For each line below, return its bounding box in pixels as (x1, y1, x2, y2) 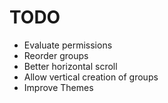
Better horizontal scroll (23, 60, 118, 72)
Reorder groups (23, 49, 89, 61)
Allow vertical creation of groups (23, 71, 159, 83)
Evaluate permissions (23, 39, 113, 51)
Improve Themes (23, 81, 94, 93)
